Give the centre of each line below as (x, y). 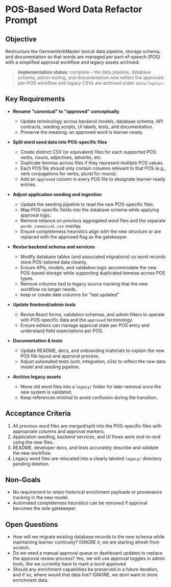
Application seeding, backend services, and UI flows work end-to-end (87, 437)
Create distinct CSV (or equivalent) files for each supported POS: (89, 152)
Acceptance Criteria (38, 414)
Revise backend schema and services (54, 247)
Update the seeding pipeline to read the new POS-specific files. (87, 204)
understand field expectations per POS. (62, 331)
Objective (21, 39)
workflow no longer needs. (48, 289)
